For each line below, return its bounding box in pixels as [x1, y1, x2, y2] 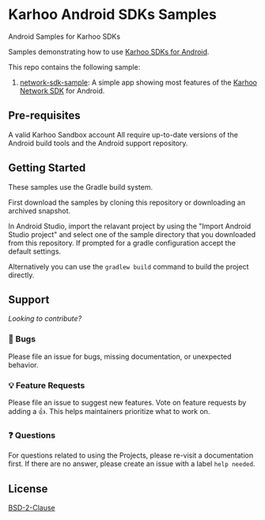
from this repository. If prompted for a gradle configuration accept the [8, 238, 236, 247]
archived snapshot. [8, 205, 71, 215]
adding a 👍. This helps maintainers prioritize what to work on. [8, 406, 210, 416]
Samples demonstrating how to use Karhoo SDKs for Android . [8, 47, 210, 56]
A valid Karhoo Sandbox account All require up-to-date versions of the [8, 130, 239, 139]
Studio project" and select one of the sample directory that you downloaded [8, 229, 256, 239]
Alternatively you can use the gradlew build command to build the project [8, 262, 249, 271]
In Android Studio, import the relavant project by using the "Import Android [8, 221, 252, 231]
